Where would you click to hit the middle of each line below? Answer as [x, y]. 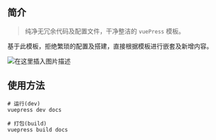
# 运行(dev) [24, 104]
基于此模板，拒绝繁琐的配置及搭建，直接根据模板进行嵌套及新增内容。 [110, 46]
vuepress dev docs [34, 110]
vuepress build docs [38, 129]
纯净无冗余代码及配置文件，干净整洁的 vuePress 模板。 [104, 31]
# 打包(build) [27, 123]
